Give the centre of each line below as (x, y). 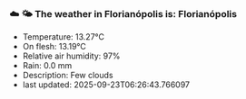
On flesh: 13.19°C (54, 47)
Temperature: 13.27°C (64, 37)
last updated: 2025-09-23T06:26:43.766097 (106, 85)
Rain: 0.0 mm (47, 66)
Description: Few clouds (68, 76)
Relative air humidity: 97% (71, 56)
